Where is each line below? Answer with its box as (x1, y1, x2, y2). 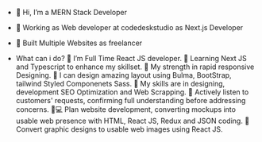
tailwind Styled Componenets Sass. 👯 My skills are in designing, (15, 79, 225, 88)
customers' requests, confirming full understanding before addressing (15, 96, 246, 105)
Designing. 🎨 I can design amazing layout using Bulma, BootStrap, (15, 71, 232, 79)
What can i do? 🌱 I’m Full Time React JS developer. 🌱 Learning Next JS (15, 54, 248, 63)
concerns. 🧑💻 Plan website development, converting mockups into (15, 105, 237, 114)
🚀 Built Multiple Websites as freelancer (15, 38, 143, 48)
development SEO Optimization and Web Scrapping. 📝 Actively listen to (15, 87, 249, 97)
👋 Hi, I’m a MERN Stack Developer (15, 8, 128, 17)
